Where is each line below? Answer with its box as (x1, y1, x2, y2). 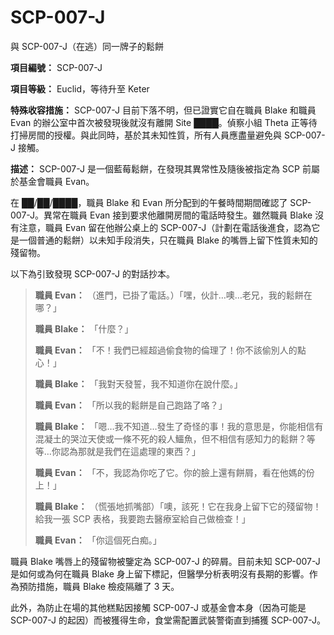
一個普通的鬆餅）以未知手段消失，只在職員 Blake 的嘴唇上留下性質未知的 (18, 234, 318, 246)
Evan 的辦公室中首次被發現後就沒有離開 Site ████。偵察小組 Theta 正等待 (10, 116, 318, 128)
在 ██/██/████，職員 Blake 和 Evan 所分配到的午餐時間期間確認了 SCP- (10, 196, 312, 208)
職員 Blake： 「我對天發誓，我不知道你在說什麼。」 (34, 377, 243, 390)
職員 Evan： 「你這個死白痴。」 (34, 534, 162, 546)
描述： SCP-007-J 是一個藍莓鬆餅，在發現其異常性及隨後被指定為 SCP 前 (10, 162, 312, 175)
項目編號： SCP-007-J (10, 61, 103, 73)
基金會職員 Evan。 (18, 175, 95, 187)
